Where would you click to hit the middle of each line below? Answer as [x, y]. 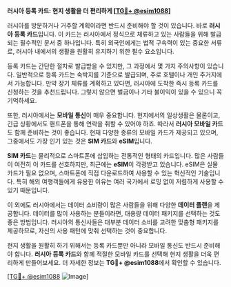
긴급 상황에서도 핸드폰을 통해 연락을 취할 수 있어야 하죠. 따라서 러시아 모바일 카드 [115, 124]
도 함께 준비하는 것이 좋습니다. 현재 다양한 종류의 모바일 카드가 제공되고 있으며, [113, 132]
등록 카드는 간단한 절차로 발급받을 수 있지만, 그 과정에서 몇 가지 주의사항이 [106, 66]
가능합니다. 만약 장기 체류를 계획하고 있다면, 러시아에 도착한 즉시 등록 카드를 [116, 83]
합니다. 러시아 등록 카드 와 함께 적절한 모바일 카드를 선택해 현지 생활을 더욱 [113, 254]
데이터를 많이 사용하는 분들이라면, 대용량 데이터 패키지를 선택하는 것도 [127, 214]
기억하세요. [22, 100]
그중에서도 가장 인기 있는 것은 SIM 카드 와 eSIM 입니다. [80, 141]
